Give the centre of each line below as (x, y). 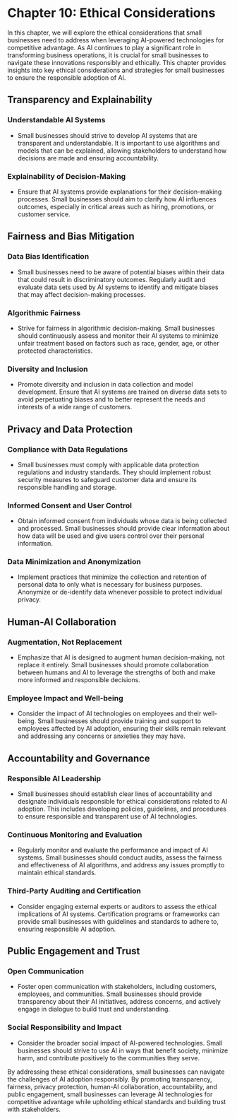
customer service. (44, 214)
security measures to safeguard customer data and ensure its (107, 479)
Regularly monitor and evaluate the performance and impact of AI (113, 850)
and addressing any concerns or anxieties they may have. (101, 736)
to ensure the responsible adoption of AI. (67, 77)
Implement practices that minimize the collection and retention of (112, 577)
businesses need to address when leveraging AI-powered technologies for (116, 40)
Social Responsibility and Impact (65, 1028)
